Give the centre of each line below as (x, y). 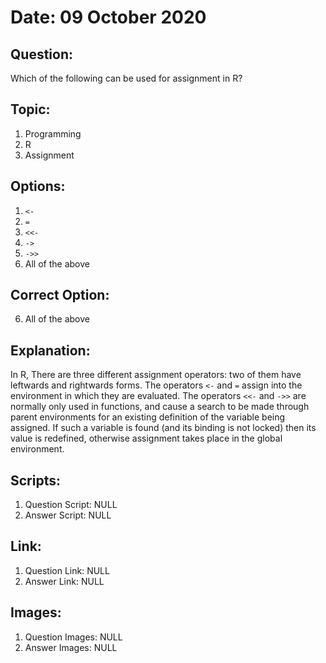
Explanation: (50, 350)
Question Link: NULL (67, 570)
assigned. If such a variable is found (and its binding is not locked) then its (163, 428)
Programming (53, 133)
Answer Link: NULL (64, 581)
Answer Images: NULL (71, 647)
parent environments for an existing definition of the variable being (148, 417)
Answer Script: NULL (68, 515)
